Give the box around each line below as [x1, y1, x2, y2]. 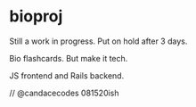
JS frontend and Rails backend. [9, 70, 125, 81]
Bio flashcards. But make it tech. [9, 53, 128, 63]
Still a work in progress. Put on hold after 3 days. [9, 36, 188, 46]
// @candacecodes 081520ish [9, 87, 119, 98]
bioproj [9, 6, 63, 27]
